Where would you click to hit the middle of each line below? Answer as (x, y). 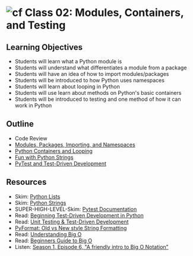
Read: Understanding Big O (48, 234)
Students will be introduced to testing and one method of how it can (98, 99)
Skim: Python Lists (37, 196)
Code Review (31, 138)
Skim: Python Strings (40, 203)
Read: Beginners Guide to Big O (53, 241)
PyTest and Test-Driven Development (61, 164)
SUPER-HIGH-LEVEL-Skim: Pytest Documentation (76, 209)
